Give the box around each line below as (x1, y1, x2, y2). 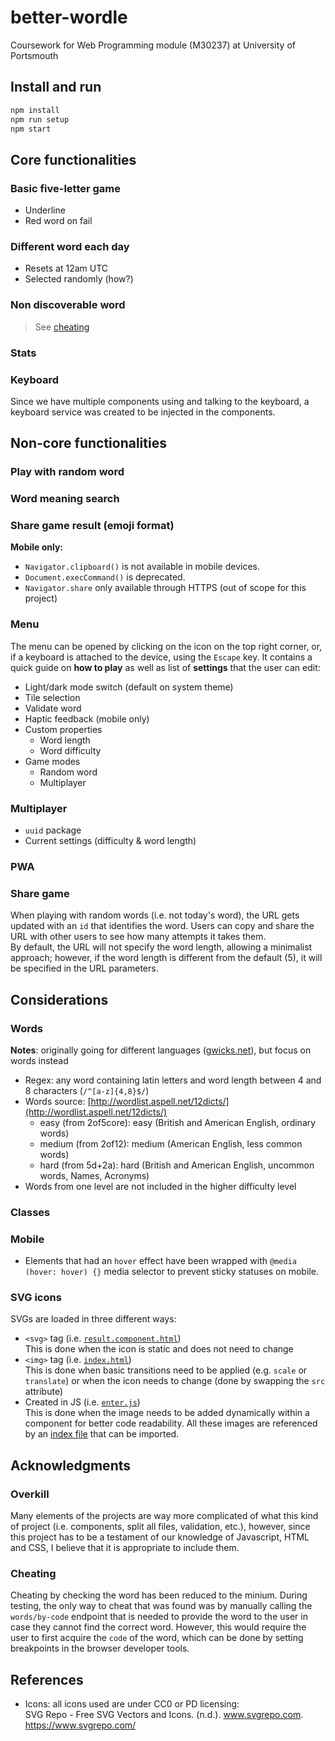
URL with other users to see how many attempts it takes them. (10, 931, 267, 943)
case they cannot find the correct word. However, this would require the (10, 1621, 307, 1633)
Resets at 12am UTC (24, 262, 109, 275)
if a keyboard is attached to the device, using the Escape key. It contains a (10, 651, 313, 663)
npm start (10, 124, 52, 134)
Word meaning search (10, 492, 120, 506)
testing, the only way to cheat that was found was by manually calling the (10, 1600, 313, 1612)
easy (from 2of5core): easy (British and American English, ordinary (39, 1116, 317, 1128)
